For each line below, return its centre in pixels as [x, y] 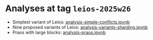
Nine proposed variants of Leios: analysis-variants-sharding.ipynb [80, 27]
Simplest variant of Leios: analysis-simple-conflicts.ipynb [71, 22]
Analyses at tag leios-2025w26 [68, 9]
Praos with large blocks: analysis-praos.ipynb [59, 32]
